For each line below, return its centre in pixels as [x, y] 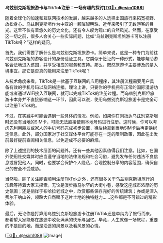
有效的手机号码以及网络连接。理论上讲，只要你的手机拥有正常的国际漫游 [81, 87]
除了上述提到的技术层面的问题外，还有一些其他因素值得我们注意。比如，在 [79, 150]
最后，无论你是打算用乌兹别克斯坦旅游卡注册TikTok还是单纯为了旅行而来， [80, 214]
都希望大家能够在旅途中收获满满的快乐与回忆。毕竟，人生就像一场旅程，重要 [81, 220]
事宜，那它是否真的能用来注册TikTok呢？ [50, 71]
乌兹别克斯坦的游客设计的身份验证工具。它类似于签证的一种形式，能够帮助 [79, 59]
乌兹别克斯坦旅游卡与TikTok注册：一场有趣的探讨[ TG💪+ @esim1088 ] [74, 8]
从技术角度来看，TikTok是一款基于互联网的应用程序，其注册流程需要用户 [78, 81]
